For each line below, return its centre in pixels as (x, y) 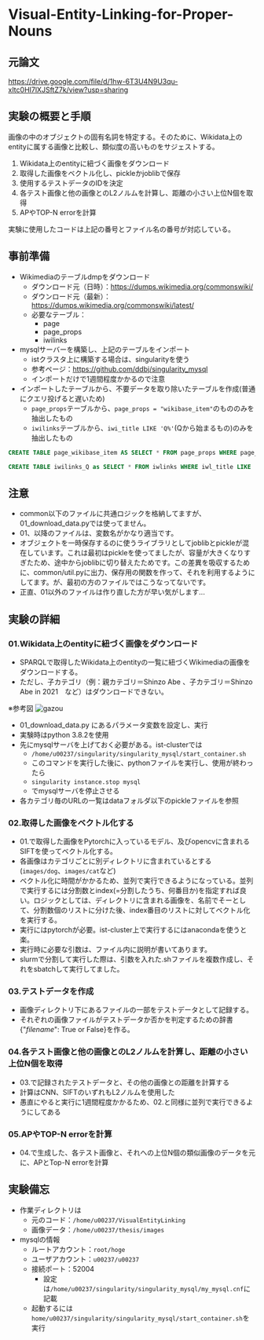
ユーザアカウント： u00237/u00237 (85, 1259)
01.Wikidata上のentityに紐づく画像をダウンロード (103, 643)
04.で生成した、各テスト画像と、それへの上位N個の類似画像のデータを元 (137, 1153)
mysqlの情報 (40, 1239)
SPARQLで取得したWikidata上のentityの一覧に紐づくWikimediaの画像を (135, 662)
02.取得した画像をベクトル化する (71, 822)
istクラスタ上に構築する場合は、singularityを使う (110, 359)
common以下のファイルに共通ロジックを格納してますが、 (112, 514)
